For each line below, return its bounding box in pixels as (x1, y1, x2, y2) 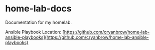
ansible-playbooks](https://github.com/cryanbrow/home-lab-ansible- (5, 34, 149, 40)
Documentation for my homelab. (5, 19, 72, 25)
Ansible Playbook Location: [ (5, 29, 64, 35)
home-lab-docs (5, 3, 72, 14)
